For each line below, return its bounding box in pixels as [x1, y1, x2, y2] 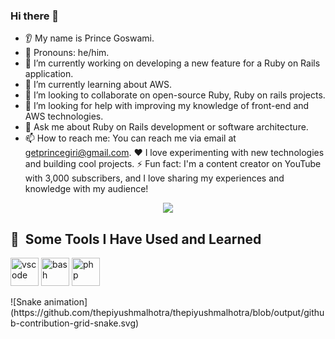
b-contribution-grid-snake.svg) [10, 317, 140, 329]
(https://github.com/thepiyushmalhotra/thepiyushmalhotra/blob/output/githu [10, 307, 325, 319]
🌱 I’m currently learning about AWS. [24, 79, 173, 91]
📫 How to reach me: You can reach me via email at [24, 132, 237, 144]
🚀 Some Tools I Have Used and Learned [10, 230, 262, 248]
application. [24, 68, 74, 80]
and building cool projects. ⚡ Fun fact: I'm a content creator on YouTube [24, 158, 322, 170]
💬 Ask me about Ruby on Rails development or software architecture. [24, 121, 309, 133]
